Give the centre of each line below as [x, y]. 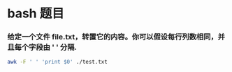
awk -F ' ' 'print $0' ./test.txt [58, 62]
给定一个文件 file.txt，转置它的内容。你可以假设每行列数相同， [113, 37]
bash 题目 [36, 13]
